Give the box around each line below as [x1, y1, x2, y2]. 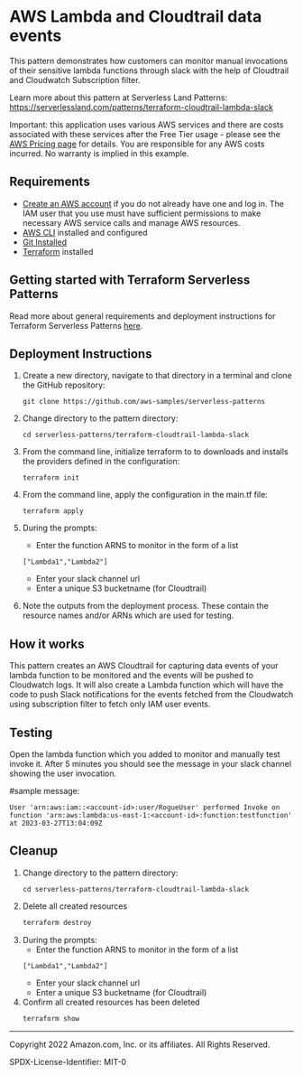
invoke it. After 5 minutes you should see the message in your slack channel [9, 759, 291, 769]
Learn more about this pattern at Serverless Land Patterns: [9, 92, 228, 103]
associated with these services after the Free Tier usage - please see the [9, 128, 281, 139]
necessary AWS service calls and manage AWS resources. [22, 217, 241, 228]
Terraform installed [22, 246, 94, 257]
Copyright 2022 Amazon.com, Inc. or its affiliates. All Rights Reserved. [9, 1039, 271, 1050]
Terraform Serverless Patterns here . [9, 320, 143, 331]
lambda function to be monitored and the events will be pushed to [9, 670, 254, 681]
